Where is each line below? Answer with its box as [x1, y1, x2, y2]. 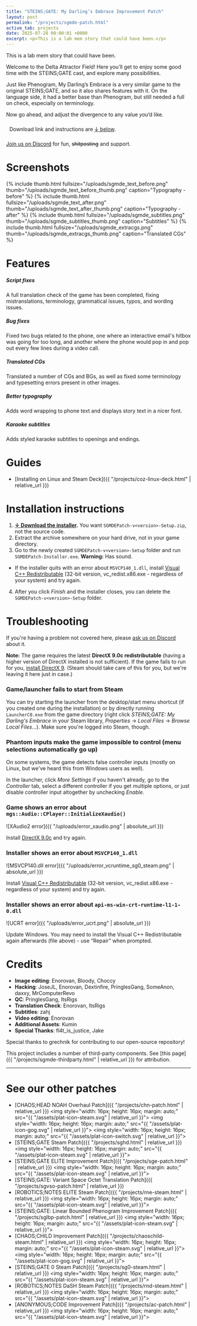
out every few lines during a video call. [6, 344, 100, 352]
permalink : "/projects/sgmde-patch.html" [6, 19, 109, 25]
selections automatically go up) [6, 746, 98, 753]
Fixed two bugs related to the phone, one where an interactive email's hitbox [6, 332, 191, 339]
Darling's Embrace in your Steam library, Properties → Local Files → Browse [6, 717, 190, 725]
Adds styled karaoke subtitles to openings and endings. [6, 435, 141, 442]
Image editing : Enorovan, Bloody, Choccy [14, 977, 116, 985]
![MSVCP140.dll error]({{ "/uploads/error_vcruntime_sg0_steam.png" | [6, 862, 175, 869]
